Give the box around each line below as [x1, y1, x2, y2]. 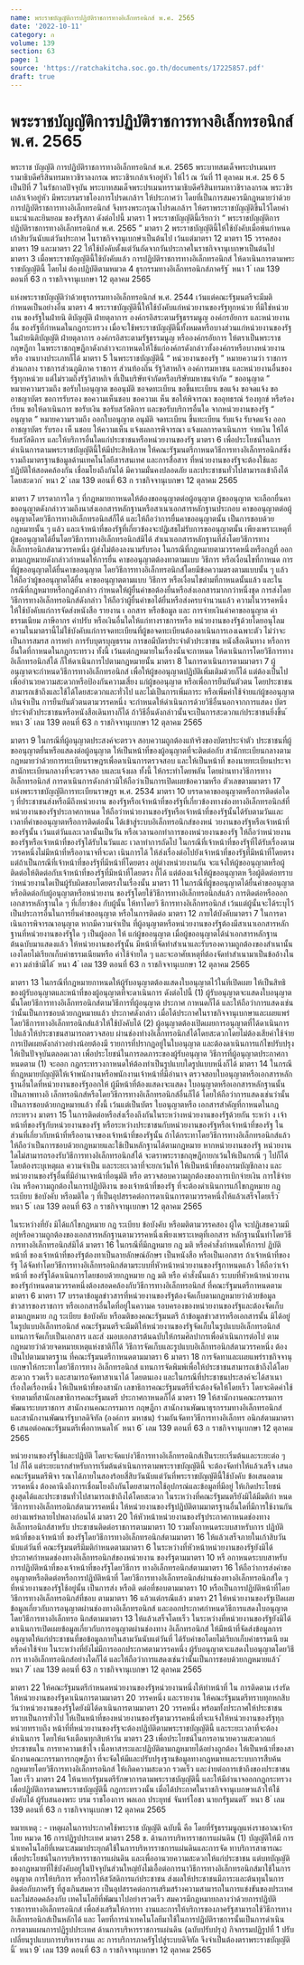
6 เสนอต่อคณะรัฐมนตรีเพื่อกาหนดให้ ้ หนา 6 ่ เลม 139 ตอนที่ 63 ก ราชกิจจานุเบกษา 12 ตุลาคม [10, 1422, 293, 1433]
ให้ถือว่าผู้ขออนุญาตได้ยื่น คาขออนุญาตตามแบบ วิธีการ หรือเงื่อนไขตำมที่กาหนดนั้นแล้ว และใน [10, 574, 283, 584]
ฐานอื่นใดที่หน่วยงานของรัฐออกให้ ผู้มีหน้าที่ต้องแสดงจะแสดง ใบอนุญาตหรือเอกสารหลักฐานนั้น [10, 1078, 286, 1089]
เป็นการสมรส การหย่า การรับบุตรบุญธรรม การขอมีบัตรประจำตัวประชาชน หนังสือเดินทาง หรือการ [10, 635, 291, 646]
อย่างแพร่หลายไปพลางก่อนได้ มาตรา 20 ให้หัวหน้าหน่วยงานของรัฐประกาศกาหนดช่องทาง [10, 1511, 270, 1522]
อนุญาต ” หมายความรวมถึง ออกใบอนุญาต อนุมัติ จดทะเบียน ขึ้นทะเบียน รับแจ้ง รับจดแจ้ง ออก [10, 413, 287, 424]
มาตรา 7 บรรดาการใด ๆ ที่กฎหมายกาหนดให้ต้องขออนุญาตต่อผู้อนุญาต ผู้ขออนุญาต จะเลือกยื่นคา [10, 492, 291, 503]
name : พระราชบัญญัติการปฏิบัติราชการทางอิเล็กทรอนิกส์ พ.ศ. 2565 [10, 13, 195, 23]
